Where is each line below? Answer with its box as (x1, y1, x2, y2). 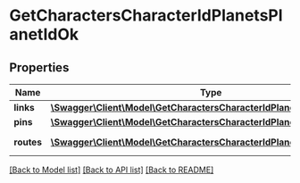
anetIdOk (9, 24, 79, 45)
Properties (9, 60, 70, 75)
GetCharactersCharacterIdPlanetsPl (9, 5, 283, 26)
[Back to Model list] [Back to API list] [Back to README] (9, 164, 214, 175)
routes (13, 136, 43, 148)
